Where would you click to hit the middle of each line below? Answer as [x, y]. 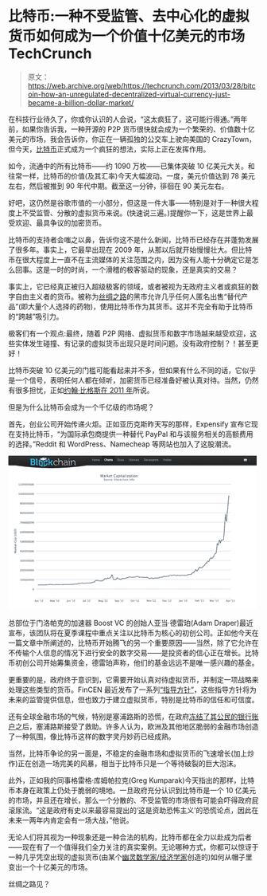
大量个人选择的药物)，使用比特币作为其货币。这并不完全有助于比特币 [140, 306]
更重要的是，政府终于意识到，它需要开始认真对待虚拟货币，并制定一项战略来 [133, 679]
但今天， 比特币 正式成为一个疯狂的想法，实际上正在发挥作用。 [109, 149]
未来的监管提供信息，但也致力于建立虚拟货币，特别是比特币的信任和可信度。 [133, 699]
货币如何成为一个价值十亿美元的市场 [127, 36]
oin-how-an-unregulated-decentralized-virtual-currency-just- [129, 94]
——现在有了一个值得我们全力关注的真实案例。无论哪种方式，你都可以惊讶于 [133, 847]
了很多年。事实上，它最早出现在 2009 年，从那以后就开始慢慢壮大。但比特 [130, 250]
